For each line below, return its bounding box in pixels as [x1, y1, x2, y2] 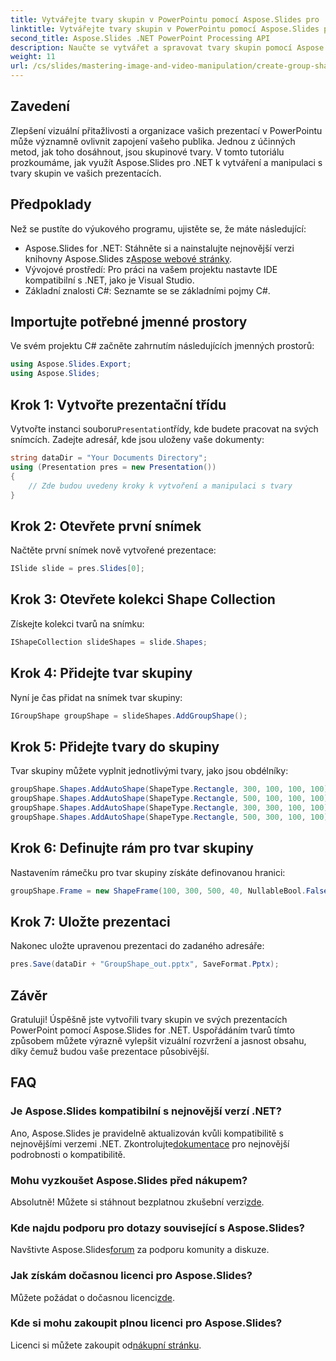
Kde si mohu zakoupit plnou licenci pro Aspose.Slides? [10, 1316, 283, 1330]
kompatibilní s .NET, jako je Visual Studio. [24, 274, 195, 286]
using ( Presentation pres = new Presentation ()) [10, 462, 217, 472]
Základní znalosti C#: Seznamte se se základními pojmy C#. [24, 284, 271, 296]
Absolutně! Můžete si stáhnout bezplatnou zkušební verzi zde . [10, 1196, 265, 1208]
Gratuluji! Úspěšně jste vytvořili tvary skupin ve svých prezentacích [10, 1013, 288, 1025]
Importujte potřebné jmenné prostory [10, 314, 248, 331]
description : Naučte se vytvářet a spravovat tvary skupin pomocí [10, 42, 293, 53]
